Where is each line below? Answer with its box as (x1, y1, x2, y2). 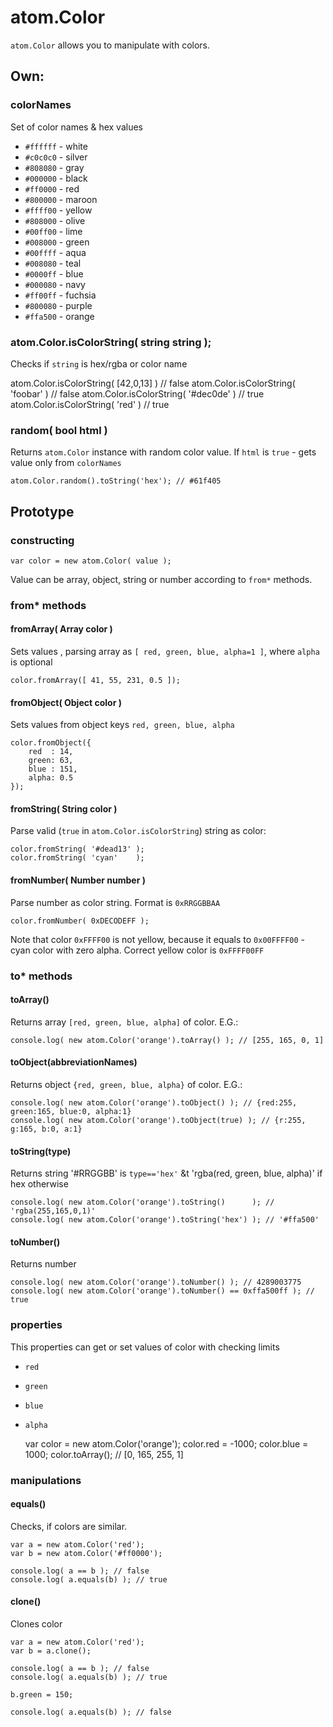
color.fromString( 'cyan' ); (10, 853, 145, 863)
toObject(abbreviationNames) (10, 1056, 138, 1068)
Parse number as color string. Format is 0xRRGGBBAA (10, 896, 221, 908)
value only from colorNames (10, 457, 122, 469)
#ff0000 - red (24, 182, 80, 195)
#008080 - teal (24, 257, 82, 269)
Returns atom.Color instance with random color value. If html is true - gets (10, 446, 317, 458)
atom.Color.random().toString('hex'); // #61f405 (10, 476, 222, 486)
